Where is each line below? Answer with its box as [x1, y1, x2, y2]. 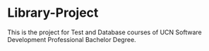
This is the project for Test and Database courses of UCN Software [7, 28, 203, 36]
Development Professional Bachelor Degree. [7, 35, 136, 43]
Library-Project [7, 5, 99, 21]
